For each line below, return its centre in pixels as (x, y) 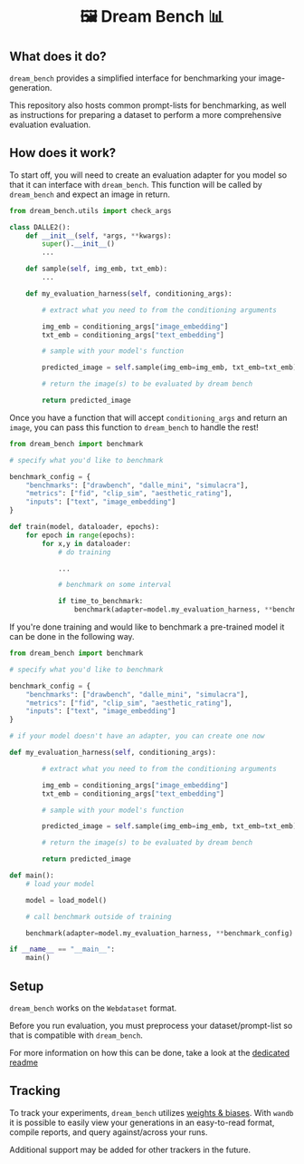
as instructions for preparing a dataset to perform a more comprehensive (146, 115)
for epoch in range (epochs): (81, 535)
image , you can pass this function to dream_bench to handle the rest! (134, 427)
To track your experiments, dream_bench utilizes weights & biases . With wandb (152, 1112)
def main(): (32, 875)
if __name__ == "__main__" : (62, 949)
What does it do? (58, 56)
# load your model (60, 884)
